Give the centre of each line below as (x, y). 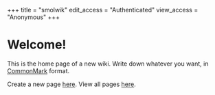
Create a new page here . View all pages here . (71, 84)
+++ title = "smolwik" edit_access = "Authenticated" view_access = (103, 10)
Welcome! (37, 45)
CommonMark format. (38, 70)
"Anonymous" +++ (34, 17)
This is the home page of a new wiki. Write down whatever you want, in (108, 64)
